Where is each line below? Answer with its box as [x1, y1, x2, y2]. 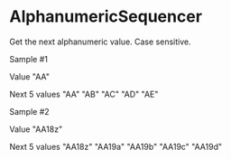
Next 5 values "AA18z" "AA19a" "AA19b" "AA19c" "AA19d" [9, 141, 223, 152]
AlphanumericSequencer [9, 6, 203, 27]
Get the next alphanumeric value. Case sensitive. [9, 36, 191, 47]
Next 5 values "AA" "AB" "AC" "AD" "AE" [9, 89, 159, 99]
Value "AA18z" [9, 124, 63, 135]
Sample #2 [9, 106, 50, 117]
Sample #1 [9, 53, 48, 64]
